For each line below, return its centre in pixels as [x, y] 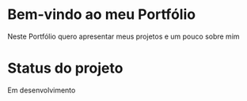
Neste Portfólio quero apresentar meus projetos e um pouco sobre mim [123, 36]
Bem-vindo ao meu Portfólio [101, 15]
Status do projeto [65, 68]
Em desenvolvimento [42, 90]
